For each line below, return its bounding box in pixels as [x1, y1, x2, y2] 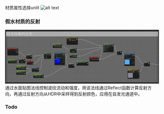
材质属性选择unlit [5, 5, 40, 10]
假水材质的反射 [5, 18, 41, 25]
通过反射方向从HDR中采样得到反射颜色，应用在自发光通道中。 [18, 91, 143, 97]
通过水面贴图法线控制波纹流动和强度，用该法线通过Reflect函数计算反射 [5, 85, 148, 91]
